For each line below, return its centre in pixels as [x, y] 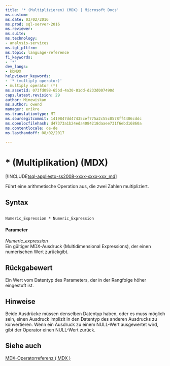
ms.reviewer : [19, 29]
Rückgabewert [29, 268]
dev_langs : [17, 67]
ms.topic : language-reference [37, 52]
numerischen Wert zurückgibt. [37, 252]
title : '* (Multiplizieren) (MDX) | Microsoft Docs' [62, 10]
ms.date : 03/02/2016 [27, 19]
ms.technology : [21, 39]
